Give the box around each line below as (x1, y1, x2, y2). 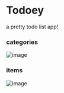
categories (6, 38, 39, 46)
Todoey (6, 4, 44, 17)
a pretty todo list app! (6, 23, 59, 30)
